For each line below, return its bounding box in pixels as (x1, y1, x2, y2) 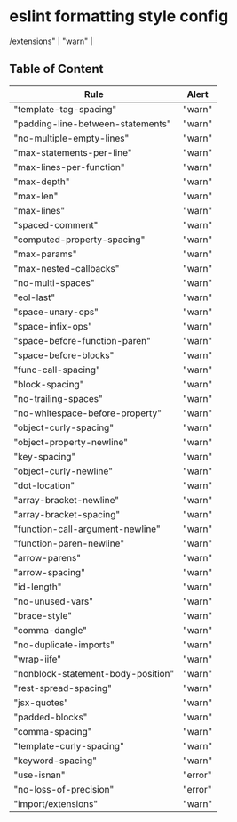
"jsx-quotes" (13, 696, 69, 709)
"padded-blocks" (13, 711, 88, 723)
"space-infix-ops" (13, 320, 93, 332)
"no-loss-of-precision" (13, 783, 115, 795)
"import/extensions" (13, 797, 99, 810)
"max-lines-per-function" (13, 160, 126, 173)
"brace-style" (13, 609, 73, 622)
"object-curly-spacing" (13, 421, 114, 434)
